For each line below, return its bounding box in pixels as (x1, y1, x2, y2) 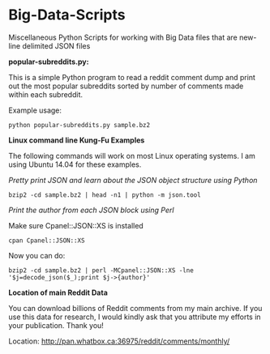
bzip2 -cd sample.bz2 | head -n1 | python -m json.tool (8, 190, 201, 199)
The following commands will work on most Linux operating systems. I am (8, 151, 255, 160)
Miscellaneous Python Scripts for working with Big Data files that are (8, 32, 238, 42)
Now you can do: (8, 250, 66, 260)
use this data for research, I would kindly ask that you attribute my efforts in (8, 312, 261, 322)
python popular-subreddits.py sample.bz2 (8, 121, 151, 129)
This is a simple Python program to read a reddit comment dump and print (8, 72, 255, 82)
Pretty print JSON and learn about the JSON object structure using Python (8, 175, 258, 185)
